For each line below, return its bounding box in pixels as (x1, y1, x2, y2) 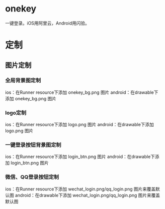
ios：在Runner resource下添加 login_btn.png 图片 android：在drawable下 (5, 154, 155, 160)
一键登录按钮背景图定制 (5, 142, 61, 149)
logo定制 (5, 109, 26, 116)
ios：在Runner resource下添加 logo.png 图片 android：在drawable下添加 (5, 122, 154, 128)
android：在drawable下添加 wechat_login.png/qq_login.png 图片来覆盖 (14, 192, 161, 198)
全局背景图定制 (5, 77, 41, 84)
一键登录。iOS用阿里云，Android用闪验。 (5, 20, 89, 26)
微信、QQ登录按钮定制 (5, 174, 59, 181)
